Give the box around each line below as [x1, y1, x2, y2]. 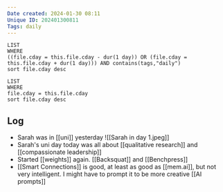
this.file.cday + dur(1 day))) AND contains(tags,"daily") [7, 60, 181, 67]
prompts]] [17, 177, 46, 186]
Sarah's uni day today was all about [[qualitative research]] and [17, 141, 198, 149]
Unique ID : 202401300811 [7, 17, 79, 23]
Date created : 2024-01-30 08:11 [7, 10, 100, 17]
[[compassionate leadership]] [17, 148, 102, 156]
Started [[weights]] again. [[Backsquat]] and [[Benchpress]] [17, 155, 188, 164]
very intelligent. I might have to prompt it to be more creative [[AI [17, 170, 202, 178]
